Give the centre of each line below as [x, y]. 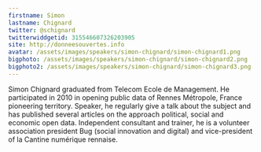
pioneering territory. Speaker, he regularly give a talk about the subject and [130, 106]
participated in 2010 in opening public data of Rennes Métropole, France [125, 97]
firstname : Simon [37, 15]
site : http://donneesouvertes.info [66, 45]
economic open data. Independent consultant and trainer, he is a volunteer [129, 122]
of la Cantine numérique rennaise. [63, 139]
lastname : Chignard [40, 23]
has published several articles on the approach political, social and [116, 114]
